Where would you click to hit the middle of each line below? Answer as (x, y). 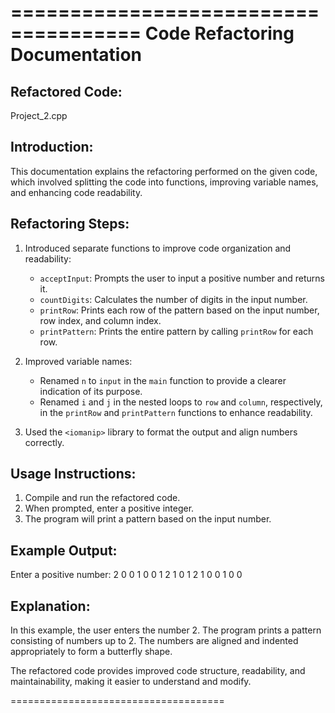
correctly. (44, 442)
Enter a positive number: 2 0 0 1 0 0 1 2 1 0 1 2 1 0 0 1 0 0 (126, 575)
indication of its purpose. (91, 391)
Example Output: (64, 550)
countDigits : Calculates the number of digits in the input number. (173, 299)
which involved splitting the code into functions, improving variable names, (164, 182)
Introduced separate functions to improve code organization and (158, 248)
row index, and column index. (100, 320)
